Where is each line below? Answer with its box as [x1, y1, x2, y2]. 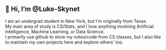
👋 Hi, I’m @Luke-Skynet [5, 5, 80, 13]
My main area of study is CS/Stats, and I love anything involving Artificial [5, 23, 154, 29]
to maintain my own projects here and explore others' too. [5, 39, 124, 45]
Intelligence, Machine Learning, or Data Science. [5, 28, 105, 35]
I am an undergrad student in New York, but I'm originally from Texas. [5, 18, 148, 24]
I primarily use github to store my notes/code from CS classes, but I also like [5, 34, 162, 40]
